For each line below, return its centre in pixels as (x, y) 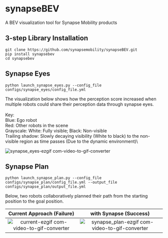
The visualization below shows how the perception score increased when (81, 99)
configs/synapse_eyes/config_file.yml (45, 90)
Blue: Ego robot (21, 120)
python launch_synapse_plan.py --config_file (53, 178)
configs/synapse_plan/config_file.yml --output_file (61, 183)
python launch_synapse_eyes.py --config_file (53, 85)
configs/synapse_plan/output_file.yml (45, 187)
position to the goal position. (34, 201)
